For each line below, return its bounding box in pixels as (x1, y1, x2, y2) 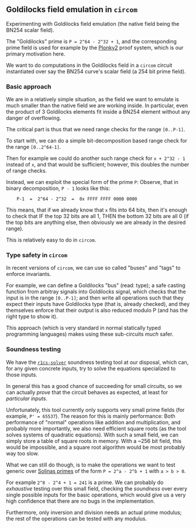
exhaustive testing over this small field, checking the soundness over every (6, 485, 188, 492)
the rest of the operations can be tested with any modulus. (6, 515, 147, 522)
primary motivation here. (6, 50, 66, 57)
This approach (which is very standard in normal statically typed (6, 325, 161, 332)
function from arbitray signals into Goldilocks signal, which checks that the (6, 288, 186, 295)
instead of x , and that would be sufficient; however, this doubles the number (6, 161, 190, 168)
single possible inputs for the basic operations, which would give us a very (6, 491, 186, 498)
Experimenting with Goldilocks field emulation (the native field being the (6, 20, 180, 27)
